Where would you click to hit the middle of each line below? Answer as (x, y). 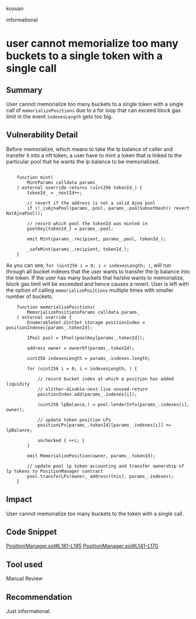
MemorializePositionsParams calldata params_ (84, 312)
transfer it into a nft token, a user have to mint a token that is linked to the (94, 155)
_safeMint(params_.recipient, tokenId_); (78, 249)
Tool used (24, 564)
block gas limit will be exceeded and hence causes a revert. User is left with (97, 284)
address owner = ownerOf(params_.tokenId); (81, 348)
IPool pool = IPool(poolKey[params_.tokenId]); (86, 338)
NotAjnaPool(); (25, 213)
